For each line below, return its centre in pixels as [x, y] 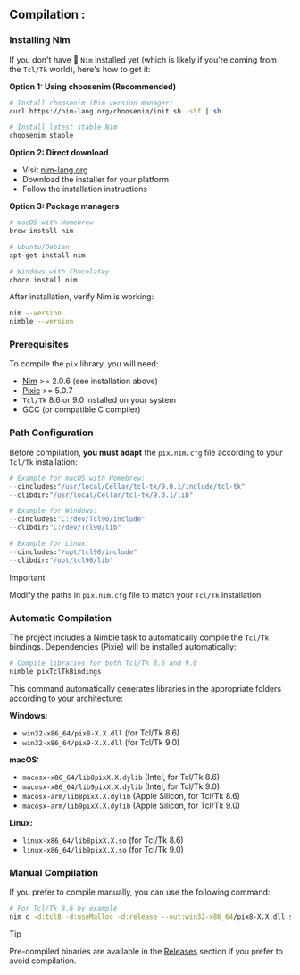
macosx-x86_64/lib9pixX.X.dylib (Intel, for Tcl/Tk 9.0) [121, 786]
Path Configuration [51, 433]
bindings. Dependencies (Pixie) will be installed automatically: [123, 646]
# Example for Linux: [50, 544]
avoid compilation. [43, 961]
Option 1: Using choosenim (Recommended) [93, 86]
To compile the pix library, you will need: [84, 364]
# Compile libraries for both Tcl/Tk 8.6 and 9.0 [104, 663]
